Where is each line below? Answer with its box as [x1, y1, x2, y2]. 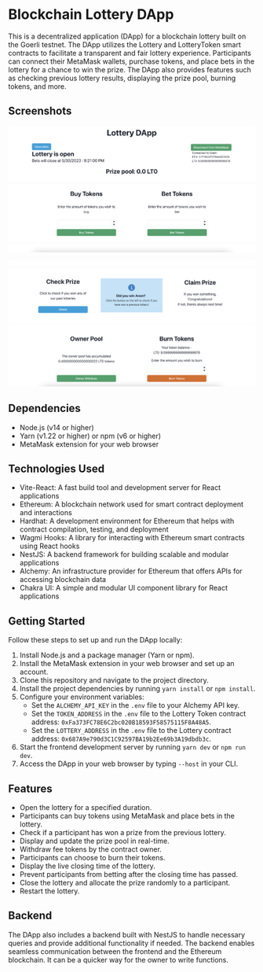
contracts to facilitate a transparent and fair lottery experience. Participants [8, 48, 251, 57]
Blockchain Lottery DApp [8, 6, 174, 24]
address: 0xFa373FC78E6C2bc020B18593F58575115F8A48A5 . [31, 717, 212, 727]
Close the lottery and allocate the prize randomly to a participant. [19, 878, 231, 888]
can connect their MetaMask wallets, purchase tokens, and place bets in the [8, 57, 255, 66]
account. [19, 667, 49, 677]
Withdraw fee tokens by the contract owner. [19, 845, 163, 854]
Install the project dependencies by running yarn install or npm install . [19, 684, 256, 694]
